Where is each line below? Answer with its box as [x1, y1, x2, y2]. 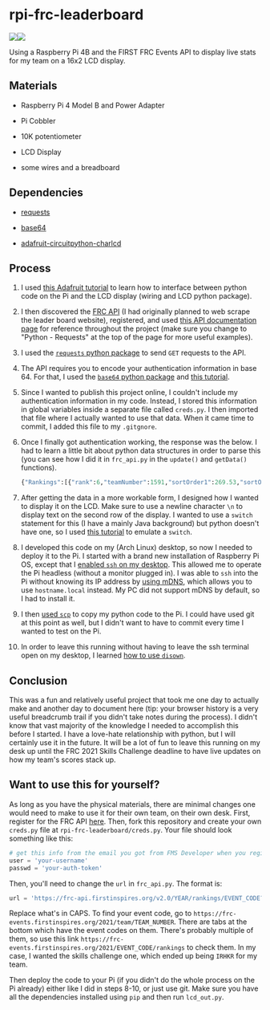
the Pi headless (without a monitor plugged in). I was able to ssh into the [20, 568, 259, 578]
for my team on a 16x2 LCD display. [9, 55, 126, 65]
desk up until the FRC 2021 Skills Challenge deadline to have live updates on [9, 747, 261, 756]
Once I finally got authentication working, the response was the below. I [20, 438, 257, 447]
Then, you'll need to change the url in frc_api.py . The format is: [9, 878, 223, 888]
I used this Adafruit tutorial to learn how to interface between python [20, 283, 248, 292]
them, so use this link [9, 934, 79, 944]
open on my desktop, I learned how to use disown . [20, 650, 186, 660]
